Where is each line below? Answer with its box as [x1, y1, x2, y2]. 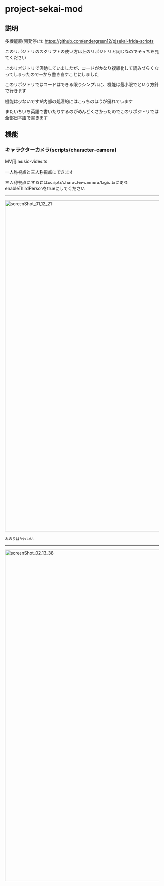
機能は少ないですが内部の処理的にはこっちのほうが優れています [5, 98, 133, 104]
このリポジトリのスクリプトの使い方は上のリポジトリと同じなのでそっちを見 [5, 49, 159, 54]
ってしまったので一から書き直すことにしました [5, 71, 99, 77]
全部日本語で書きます [5, 115, 48, 121]
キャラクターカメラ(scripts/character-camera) [5, 146, 117, 153]
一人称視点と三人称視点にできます [5, 169, 74, 175]
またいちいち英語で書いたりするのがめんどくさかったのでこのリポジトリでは [5, 109, 159, 114]
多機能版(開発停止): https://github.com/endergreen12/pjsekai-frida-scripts [5, 38, 154, 44]
